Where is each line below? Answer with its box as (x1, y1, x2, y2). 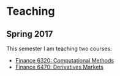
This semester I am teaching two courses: (6, 45, 112, 52)
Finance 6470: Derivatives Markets (15, 63, 104, 70)
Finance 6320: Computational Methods (15, 57, 114, 64)
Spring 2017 (6, 29, 53, 39)
